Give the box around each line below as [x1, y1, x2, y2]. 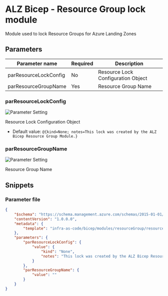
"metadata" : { [14, 221, 43, 226]
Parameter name [16, 60, 57, 67]
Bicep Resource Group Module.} [12, 134, 78, 139]
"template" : [23, 226, 48, 231]
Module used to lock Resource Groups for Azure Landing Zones [5, 30, 136, 36]
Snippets [5, 181, 34, 189]
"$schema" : [14, 211, 37, 217]
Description [114, 60, 143, 67]
